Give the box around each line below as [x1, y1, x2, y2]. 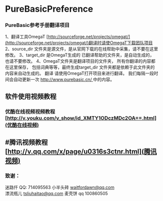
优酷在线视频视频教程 [5, 108, 55, 115]
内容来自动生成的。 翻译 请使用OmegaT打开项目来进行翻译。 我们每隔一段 [5, 70, 154, 76]
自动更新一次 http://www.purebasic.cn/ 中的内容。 [13, 77, 115, 83]
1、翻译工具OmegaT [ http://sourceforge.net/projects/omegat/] [5, 34, 130, 40]
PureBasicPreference [5, 3, 94, 15]
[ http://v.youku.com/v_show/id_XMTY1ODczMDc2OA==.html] [5, 114, 157, 121]
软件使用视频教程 [5, 92, 57, 101]
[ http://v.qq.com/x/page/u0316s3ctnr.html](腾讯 [5, 148, 157, 156]
